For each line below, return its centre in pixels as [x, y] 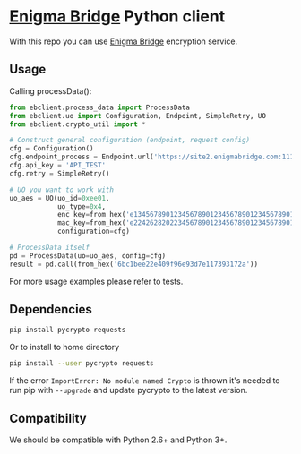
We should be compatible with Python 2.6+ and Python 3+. [118, 440]
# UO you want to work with [62, 190]
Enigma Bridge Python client [117, 17]
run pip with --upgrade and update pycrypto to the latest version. [129, 390]
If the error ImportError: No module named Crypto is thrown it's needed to [145, 381]
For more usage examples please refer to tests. [96, 281]
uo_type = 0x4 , [81, 206]
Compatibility [48, 418]
